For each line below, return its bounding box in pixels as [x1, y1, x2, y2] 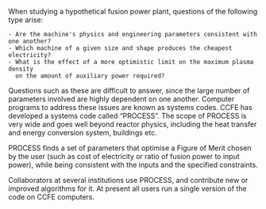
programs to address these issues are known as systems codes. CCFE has [8, 103, 253, 112]
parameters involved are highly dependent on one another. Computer [8, 94, 235, 104]
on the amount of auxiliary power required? [15, 72, 165, 80]
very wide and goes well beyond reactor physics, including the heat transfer [8, 120, 257, 129]
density [8, 65, 34, 73]
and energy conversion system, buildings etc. [8, 128, 157, 137]
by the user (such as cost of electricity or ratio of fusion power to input [8, 152, 240, 161]
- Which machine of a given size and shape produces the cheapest [8, 44, 233, 52]
